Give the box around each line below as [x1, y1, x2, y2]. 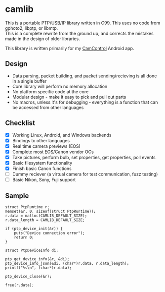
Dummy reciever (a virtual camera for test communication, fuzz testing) [12, 171, 158, 177]
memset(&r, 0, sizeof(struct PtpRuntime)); [5, 209, 96, 214]
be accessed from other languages [12, 104, 84, 110]
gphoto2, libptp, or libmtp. [5, 25, 58, 31]
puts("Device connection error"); [14, 231, 85, 235]
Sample [5, 191, 29, 200]
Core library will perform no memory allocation [12, 83, 108, 89]
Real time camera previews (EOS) [12, 143, 81, 149]
